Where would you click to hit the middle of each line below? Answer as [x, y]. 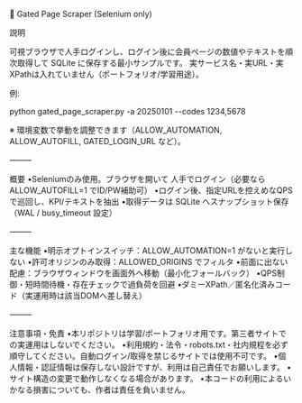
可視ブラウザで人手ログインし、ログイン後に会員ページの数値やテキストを [147, 51]
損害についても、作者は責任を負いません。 [112, 389]
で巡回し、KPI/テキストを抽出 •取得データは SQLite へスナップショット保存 [150, 201]
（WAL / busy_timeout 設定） [63, 213]
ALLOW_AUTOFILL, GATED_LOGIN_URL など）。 [98, 141]
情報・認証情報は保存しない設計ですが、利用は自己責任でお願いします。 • [154, 367]
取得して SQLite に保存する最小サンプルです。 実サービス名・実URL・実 [150, 63]
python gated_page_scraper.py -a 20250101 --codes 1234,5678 [128, 111]
